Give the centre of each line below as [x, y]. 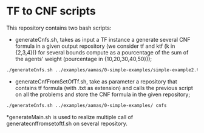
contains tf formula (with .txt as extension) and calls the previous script [104, 88]
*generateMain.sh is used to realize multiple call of [70, 117]
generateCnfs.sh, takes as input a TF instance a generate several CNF [103, 39]
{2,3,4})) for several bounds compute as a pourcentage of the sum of [102, 52]
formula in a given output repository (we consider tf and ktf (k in [95, 46]
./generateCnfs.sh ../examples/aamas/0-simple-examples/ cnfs [87, 105]
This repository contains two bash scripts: [59, 28]
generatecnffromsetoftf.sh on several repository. [67, 123]
